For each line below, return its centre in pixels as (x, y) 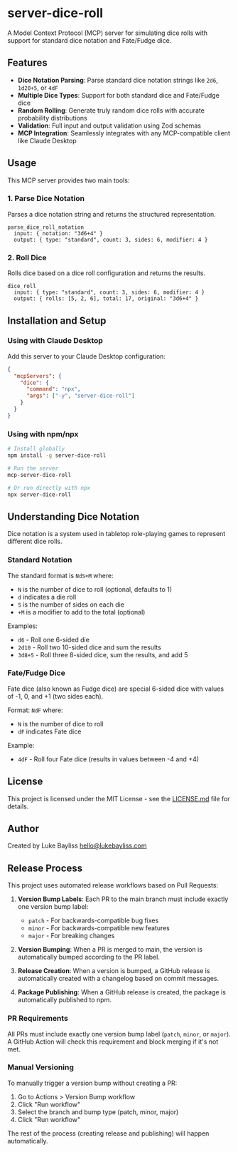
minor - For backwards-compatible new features (99, 928)
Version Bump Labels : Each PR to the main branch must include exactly (123, 899)
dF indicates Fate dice (49, 731)
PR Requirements (38, 1019)
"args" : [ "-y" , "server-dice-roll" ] (80, 396)
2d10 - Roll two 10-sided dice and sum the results (89, 647)
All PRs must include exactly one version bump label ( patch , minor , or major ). (119, 1034)
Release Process (45, 868)
